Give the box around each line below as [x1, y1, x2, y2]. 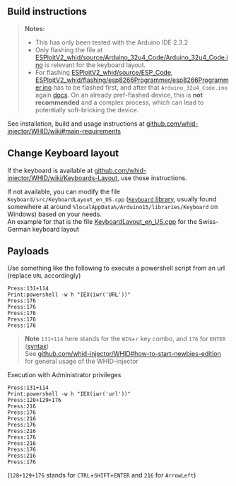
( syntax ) [24, 342, 49, 350]
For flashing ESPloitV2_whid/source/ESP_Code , [35, 68, 173, 76]
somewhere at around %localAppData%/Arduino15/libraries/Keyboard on [7, 202, 218, 211]
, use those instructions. [117, 173, 187, 182]
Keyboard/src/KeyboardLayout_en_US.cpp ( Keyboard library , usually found [7, 194, 217, 203]
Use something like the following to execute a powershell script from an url [7, 264, 225, 273]
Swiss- [199, 217, 219, 225]
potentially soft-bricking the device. [35, 105, 139, 114]
